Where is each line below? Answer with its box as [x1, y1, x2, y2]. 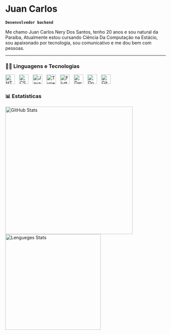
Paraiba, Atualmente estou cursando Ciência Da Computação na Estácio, [5, 34, 158, 40]
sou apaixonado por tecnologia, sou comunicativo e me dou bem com [5, 39, 152, 46]
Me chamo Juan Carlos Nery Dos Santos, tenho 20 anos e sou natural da [5, 29, 159, 35]
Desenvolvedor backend [5, 20, 53, 25]
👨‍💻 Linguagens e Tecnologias [5, 62, 80, 69]
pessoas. [5, 45, 24, 51]
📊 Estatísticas [5, 93, 42, 100]
